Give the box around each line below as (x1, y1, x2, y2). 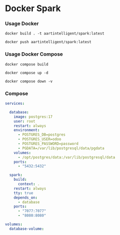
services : (5, 101, 25, 106)
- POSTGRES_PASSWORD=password (17, 141, 79, 146)
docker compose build (5, 62, 49, 67)
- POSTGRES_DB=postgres (17, 132, 66, 137)
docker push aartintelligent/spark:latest (5, 40, 92, 45)
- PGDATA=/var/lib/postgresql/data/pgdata (17, 146, 105, 151)
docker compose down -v (5, 78, 53, 84)
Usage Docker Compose (5, 51, 63, 58)
